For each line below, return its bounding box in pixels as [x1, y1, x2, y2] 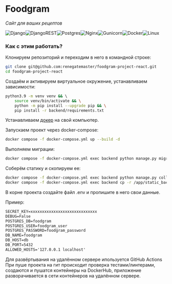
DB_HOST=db [5, 237, 29, 243]
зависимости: [5, 83, 36, 90]
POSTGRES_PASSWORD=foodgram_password [5, 228, 86, 233]
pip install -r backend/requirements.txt [14, 108, 104, 113]
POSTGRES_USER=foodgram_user [5, 223, 68, 228]
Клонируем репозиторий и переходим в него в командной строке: [5, 54, 152, 60]
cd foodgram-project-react [5, 69, 63, 74]
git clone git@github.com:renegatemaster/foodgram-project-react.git [5, 64, 157, 70]
